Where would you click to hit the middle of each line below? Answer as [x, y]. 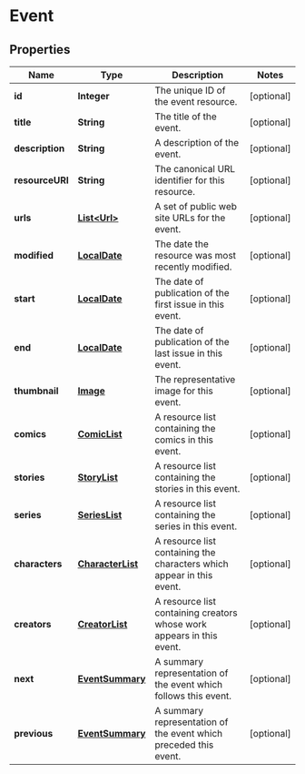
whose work [180, 624]
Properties [40, 50]
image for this [183, 391]
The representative [195, 379]
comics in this [184, 440]
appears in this [186, 636]
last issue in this [188, 353]
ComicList [100, 434]
